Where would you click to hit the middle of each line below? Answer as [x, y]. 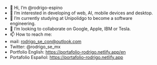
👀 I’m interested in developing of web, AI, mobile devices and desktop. [81, 13]
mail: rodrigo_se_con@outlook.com [45, 41]
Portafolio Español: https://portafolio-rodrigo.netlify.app [66, 57]
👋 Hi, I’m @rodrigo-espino [36, 8]
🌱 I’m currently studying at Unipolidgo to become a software [71, 18]
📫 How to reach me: [31, 34]
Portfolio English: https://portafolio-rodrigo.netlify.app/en [68, 52]
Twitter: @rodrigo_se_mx [35, 47]
